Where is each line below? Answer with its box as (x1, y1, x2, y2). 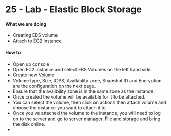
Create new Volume (12, 72, 55, 78)
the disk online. (12, 121, 45, 127)
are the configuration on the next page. (12, 83, 96, 89)
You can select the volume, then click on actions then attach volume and (12, 99, 166, 105)
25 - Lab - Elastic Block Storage (5, 4, 142, 15)
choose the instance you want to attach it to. (12, 104, 107, 111)
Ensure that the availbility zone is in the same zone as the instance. (12, 88, 155, 94)
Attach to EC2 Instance (12, 37, 62, 44)
